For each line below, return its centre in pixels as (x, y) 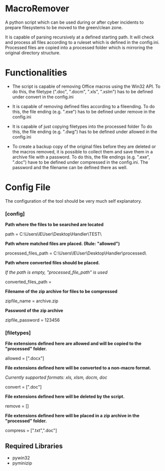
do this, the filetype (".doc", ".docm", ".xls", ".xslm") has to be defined (82, 91)
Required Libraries (34, 446)
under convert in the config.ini (43, 97)
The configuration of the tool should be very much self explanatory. (74, 201)
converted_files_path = (28, 282)
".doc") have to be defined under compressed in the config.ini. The (80, 162)
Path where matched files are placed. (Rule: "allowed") (63, 244)
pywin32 (21, 458)
